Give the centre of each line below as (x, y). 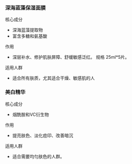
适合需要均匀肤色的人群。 (38, 156)
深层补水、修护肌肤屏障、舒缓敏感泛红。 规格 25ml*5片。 (71, 57)
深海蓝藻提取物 (27, 30)
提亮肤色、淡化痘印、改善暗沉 (43, 135)
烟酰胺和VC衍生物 (31, 114)
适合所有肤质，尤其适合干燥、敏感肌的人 (53, 78)
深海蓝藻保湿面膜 (25, 7)
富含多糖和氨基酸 (30, 36)
